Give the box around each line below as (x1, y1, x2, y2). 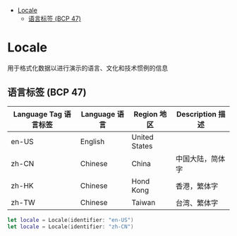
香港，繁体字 (175, 181, 219, 191)
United (131, 132, 154, 142)
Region (133, 109, 158, 119)
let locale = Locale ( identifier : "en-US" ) (7, 216, 134, 223)
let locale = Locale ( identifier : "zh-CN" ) (7, 223, 134, 230)
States (131, 141, 153, 151)
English (80, 136, 105, 146)
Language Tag (13, 109, 62, 119)
